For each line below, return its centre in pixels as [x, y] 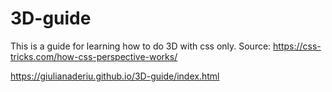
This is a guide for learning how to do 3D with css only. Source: [141, 46]
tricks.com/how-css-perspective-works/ [94, 56]
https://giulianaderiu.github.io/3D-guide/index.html [115, 76]
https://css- [297, 46]
